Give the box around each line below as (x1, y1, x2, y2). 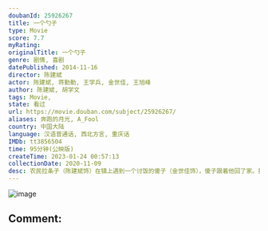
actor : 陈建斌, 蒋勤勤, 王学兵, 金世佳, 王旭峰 (8, 78, 152, 86)
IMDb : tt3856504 (8, 137, 62, 146)
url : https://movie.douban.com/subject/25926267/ (8, 108, 177, 116)
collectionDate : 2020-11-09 (8, 160, 102, 168)
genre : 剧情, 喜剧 (8, 57, 65, 65)
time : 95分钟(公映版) (8, 145, 74, 153)
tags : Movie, (8, 93, 52, 101)
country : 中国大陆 (8, 123, 65, 131)
